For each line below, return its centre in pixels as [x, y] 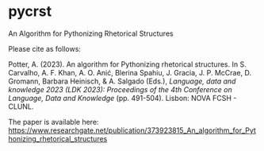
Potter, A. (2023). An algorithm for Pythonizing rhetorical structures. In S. [128, 64]
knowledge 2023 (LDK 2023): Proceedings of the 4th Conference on [120, 89]
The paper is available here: [54, 122]
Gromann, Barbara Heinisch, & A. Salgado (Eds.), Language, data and [122, 81]
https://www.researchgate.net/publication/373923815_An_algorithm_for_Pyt [132, 130]
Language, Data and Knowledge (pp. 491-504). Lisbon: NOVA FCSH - [122, 98]
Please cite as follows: [45, 48]
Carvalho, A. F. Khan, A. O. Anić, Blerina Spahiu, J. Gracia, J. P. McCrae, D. [130, 72]
